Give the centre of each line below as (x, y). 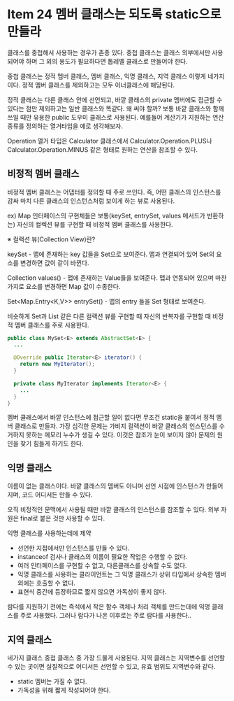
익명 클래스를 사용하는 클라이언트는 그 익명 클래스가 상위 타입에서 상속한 (115, 574)
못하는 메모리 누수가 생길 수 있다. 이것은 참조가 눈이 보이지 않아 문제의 (120, 435)
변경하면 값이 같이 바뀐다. (54, 262)
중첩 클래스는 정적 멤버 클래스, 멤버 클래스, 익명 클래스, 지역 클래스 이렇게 (107, 76)
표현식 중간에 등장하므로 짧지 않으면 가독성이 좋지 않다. (92, 592)
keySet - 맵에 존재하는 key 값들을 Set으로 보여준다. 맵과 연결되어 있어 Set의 (111, 254)
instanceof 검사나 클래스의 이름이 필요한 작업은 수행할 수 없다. (102, 557)
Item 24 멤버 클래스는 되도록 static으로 (114, 14)
